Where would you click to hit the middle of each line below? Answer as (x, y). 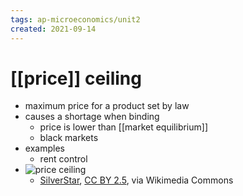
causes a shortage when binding (92, 117)
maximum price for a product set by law (107, 106)
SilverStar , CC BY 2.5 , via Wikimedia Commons (136, 180)
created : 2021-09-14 (53, 29)
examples (44, 148)
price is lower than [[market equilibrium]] (123, 127)
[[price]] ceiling (76, 78)
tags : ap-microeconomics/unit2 (75, 19)
